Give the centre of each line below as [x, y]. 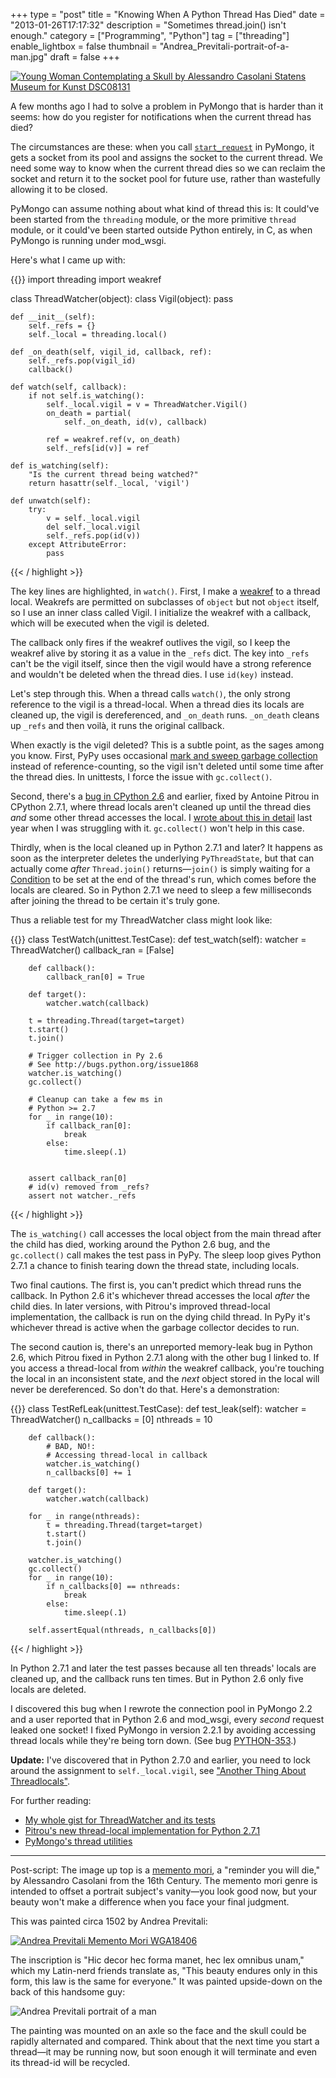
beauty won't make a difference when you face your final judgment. [150, 1902]
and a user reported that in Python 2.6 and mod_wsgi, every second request [167, 1719]
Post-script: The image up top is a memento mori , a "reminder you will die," [165, 1870]
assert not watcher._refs [82, 1196]
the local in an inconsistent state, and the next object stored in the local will [165, 1378]
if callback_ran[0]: [89, 1126]
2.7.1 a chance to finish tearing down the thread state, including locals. [155, 1265]
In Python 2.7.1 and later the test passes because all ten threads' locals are [163, 1668]
